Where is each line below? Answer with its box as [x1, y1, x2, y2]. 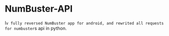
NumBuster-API [5, 3, 73, 15]
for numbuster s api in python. [5, 25, 67, 31]
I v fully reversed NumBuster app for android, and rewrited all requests [5, 20, 164, 26]
